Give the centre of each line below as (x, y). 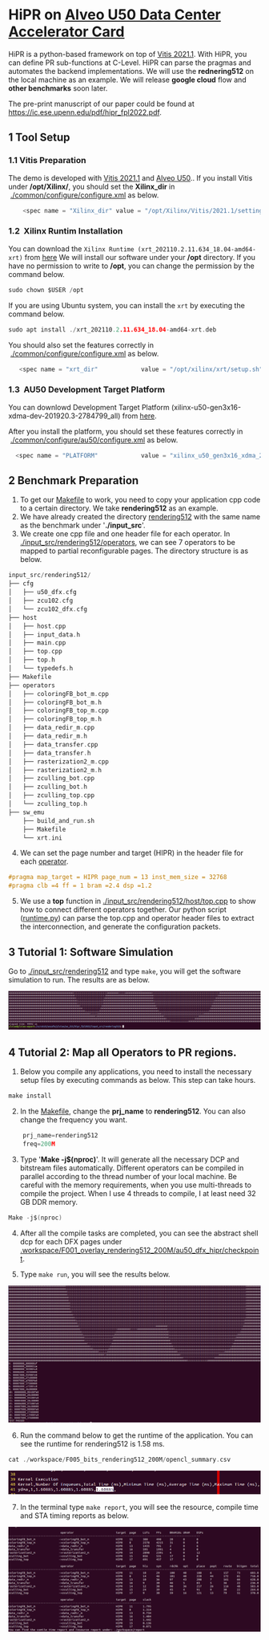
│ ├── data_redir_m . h (48, 736)
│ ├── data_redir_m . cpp (51, 728)
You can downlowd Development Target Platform (89, 407)
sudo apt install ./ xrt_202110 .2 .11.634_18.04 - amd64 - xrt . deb (112, 330)
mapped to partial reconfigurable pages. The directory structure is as (134, 551)
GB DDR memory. (49, 1202)
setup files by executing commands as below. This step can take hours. (138, 1080)
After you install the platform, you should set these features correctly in (126, 431)
